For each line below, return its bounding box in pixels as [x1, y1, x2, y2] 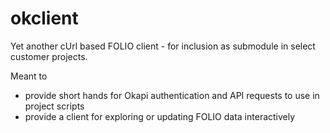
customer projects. [10, 50, 88, 62]
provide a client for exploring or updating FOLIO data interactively [24, 110, 296, 122]
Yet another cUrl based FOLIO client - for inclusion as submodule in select [10, 40, 316, 52]
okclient [10, 7, 79, 30]
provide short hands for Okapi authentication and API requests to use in [24, 89, 320, 101]
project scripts [24, 100, 85, 112]
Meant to [10, 70, 48, 82]
